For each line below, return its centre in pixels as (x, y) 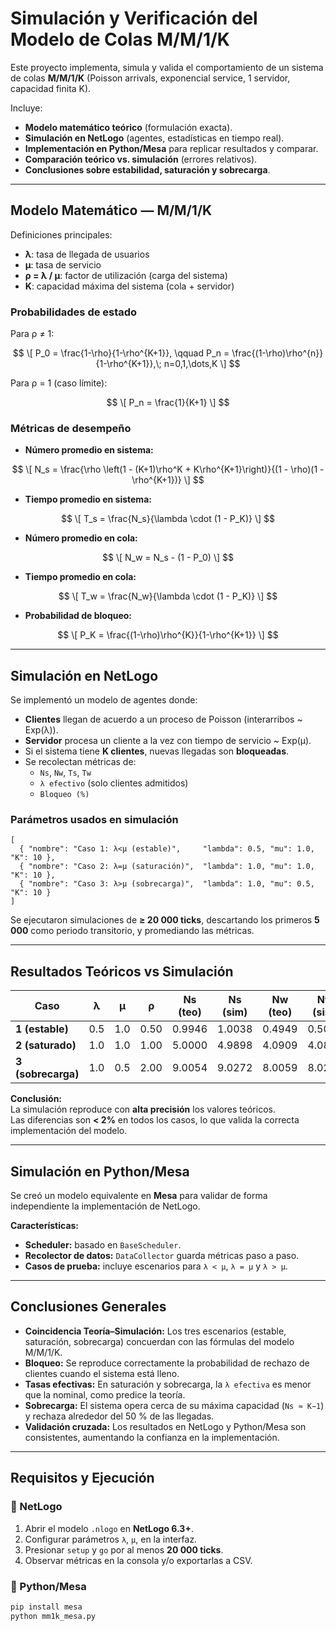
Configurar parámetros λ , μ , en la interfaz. (111, 1539)
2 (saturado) (46, 1045)
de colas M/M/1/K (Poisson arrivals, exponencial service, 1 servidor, (150, 78)
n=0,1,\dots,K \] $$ (202, 364)
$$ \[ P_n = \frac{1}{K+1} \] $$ (168, 403)
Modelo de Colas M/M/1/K (120, 39)
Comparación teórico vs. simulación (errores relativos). (141, 159)
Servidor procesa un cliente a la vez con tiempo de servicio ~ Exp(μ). (168, 741)
